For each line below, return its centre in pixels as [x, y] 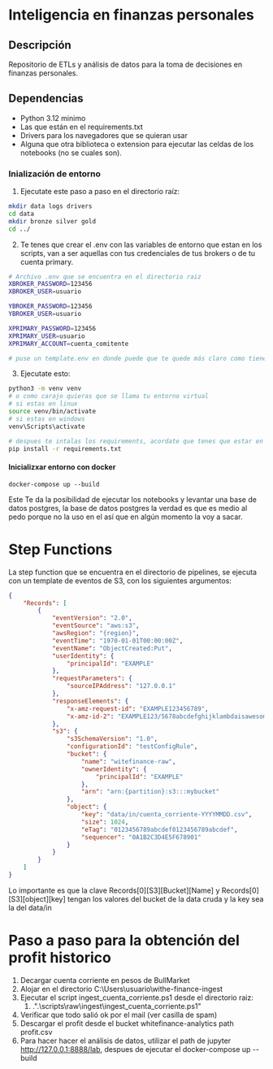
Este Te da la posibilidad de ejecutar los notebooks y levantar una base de [133, 499]
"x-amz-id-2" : [90, 716]
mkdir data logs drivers [50, 206]
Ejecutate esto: [45, 374]
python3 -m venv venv [45, 389]
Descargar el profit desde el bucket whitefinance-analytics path [127, 1023]
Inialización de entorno [55, 174]
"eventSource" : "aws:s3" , [95, 626]
